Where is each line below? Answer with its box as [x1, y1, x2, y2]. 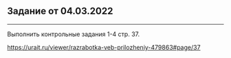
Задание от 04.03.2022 [7, 5, 113, 17]
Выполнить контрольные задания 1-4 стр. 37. [7, 30, 140, 38]
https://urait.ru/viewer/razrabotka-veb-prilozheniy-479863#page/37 [7, 43, 201, 51]
